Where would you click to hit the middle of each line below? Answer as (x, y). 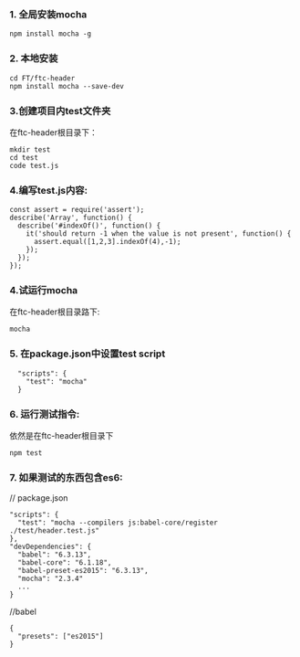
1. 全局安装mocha (48, 14)
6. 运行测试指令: (45, 414)
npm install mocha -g (51, 34)
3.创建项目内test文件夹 (60, 111)
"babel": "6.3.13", (55, 555)
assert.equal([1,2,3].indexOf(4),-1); (107, 242)
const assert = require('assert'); (77, 210)
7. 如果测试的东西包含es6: (66, 477)
